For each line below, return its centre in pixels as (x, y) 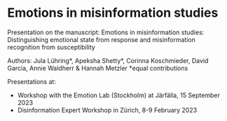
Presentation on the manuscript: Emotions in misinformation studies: (106, 32)
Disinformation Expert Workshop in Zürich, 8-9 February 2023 (107, 110)
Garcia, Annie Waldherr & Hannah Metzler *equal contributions (98, 68)
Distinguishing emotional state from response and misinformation (102, 39)
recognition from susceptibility (51, 47)
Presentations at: (32, 81)
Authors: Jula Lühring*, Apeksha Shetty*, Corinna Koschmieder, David (108, 60)
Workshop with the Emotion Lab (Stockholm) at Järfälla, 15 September (119, 95)
